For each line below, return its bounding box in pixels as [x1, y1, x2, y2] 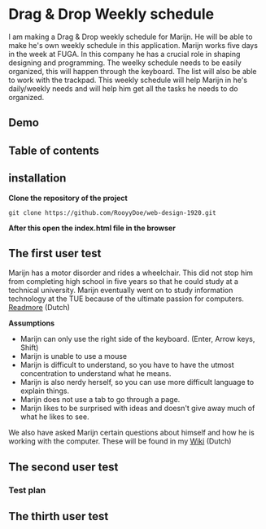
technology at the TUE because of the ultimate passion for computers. [8, 294, 244, 304]
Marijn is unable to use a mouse [20, 352, 128, 361]
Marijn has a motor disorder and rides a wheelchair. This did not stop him [8, 268, 254, 278]
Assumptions [8, 318, 55, 328]
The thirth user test [8, 509, 109, 523]
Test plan [8, 484, 46, 496]
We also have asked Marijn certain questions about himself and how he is [8, 428, 255, 438]
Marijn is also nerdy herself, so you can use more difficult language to [20, 378, 255, 387]
